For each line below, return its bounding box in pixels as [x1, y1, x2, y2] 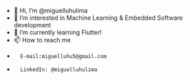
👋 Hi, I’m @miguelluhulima [13, 7, 88, 14]
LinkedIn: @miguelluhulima [20, 66, 98, 73]
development [13, 21, 52, 29]
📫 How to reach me [13, 36, 71, 44]
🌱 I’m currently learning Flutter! [13, 28, 102, 36]
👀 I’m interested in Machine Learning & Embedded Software [13, 14, 183, 22]
